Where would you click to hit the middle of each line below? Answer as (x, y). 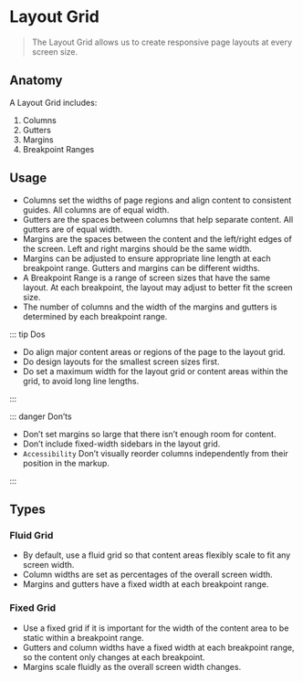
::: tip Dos (27, 334)
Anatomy (36, 81)
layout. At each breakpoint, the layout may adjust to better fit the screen (158, 287)
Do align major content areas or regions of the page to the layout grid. (154, 351)
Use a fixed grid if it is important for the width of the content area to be (156, 628)
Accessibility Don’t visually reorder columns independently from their (156, 453)
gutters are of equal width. (73, 229)
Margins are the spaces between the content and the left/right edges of (157, 238)
